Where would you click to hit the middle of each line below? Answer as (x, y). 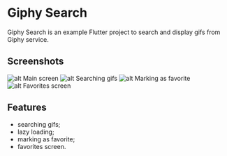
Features (27, 108)
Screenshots (36, 62)
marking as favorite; (46, 139)
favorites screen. (42, 146)
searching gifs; (39, 124)
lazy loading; (36, 132)
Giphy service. (28, 39)
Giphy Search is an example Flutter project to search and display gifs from (114, 32)
